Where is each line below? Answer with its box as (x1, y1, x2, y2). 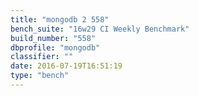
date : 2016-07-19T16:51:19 (10, 61, 123, 71)
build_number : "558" (10, 33, 97, 43)
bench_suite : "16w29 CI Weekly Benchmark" (10, 24, 190, 34)
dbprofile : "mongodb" (10, 42, 101, 53)
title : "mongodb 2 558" (10, 14, 110, 25)
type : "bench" (10, 71, 70, 81)
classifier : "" (10, 52, 74, 62)
